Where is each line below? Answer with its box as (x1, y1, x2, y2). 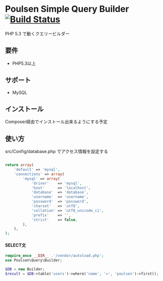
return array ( (5, 163, 34, 168)
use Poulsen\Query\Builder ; (5, 258, 63, 263)
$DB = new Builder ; (5, 267, 45, 272)
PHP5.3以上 (12, 60, 36, 66)
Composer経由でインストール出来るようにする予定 (5, 119, 108, 125)
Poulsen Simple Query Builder (5, 3, 129, 15)
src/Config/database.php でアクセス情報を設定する (5, 149, 109, 154)
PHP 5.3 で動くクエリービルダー (5, 30, 70, 36)
